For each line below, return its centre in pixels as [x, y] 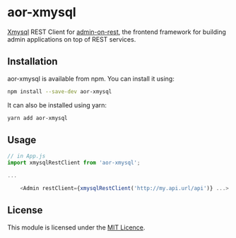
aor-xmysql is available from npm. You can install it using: [91, 78]
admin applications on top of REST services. [72, 39]
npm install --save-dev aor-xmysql [60, 91]
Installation [33, 62]
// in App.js [26, 156]
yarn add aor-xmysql [38, 118]
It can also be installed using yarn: [57, 105]
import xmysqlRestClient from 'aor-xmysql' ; [74, 163]
